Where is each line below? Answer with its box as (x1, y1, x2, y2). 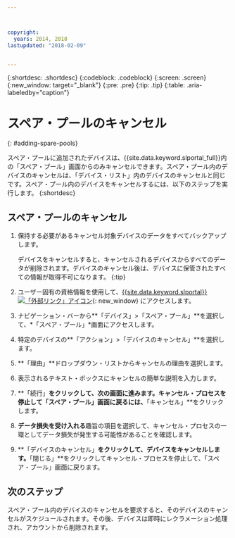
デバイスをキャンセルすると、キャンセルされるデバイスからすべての (17, 255, 214, 264)
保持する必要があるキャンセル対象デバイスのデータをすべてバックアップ (17, 232, 227, 240)
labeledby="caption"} (7, 89, 70, 97)
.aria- (186, 81, 203, 89)
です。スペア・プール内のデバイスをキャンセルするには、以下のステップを (7, 180, 222, 189)
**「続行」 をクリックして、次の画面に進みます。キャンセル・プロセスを (17, 389, 227, 398)
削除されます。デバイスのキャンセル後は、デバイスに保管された (30, 264, 215, 273)
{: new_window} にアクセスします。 (92, 296, 196, 305)
